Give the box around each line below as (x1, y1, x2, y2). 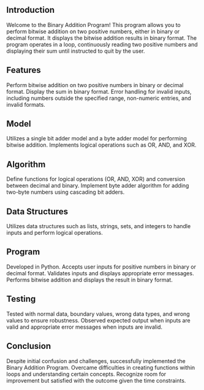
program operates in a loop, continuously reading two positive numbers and (6, 40, 198, 48)
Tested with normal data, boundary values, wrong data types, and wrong (6, 310, 190, 318)
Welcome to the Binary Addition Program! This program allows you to (6, 21, 181, 28)
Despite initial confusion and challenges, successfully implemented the (6, 357, 186, 364)
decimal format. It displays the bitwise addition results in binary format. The (6, 34, 197, 42)
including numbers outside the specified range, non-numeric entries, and (6, 94, 191, 102)
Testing (6, 294, 36, 304)
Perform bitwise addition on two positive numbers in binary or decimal (6, 81, 184, 88)
